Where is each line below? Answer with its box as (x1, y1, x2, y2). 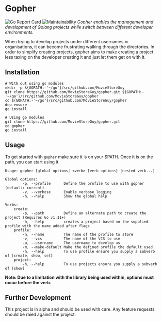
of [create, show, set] (5, 253, 53, 258)
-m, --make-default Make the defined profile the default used (22, 244, 153, 250)
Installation (5, 68, 40, 77)
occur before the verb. (5, 279, 52, 285)
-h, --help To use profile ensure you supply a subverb (22, 249, 155, 254)
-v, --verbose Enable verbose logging (22, 190, 112, 194)
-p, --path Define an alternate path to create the (22, 210, 146, 216)
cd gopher (5, 123, 25, 129)
